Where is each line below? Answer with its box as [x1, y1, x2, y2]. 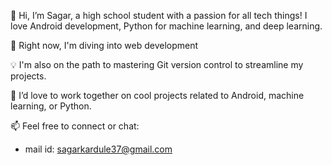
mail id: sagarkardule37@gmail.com [24, 143, 173, 155]
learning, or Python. [10, 100, 92, 112]
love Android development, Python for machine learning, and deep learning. [10, 20, 323, 32]
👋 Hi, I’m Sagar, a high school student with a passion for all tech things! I [10, 10, 308, 21]
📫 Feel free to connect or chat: [10, 120, 140, 132]
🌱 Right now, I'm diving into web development [10, 40, 199, 51]
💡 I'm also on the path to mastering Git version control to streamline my [10, 59, 304, 70]
